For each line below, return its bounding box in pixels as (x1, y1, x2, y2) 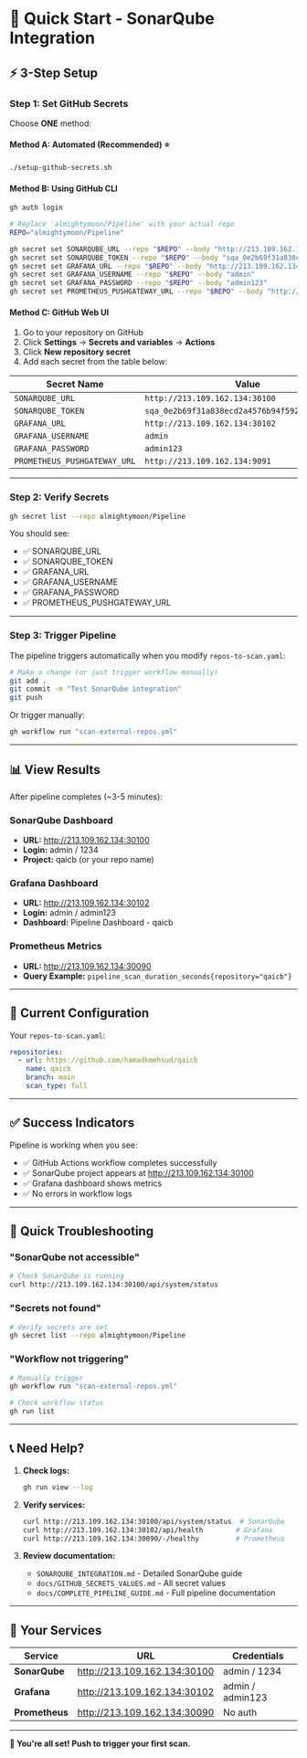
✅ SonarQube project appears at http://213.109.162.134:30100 (22, 1167, 254, 1178)
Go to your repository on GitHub (22, 327, 144, 338)
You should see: (9, 528, 70, 539)
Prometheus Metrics (9, 940, 102, 953)
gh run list (9, 1407, 55, 1416)
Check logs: (22, 1465, 70, 1476)
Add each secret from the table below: (22, 356, 168, 367)
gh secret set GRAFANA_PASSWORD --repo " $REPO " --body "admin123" (9, 279, 268, 288)
